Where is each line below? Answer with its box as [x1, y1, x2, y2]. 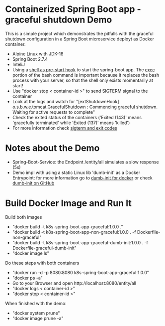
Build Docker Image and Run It [5, 198, 132, 209]
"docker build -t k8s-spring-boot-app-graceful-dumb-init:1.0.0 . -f [12, 239, 148, 245]
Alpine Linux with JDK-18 [12, 51, 64, 57]
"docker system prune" [12, 310, 61, 316]
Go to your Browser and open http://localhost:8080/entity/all [12, 280, 137, 286]
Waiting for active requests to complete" [12, 109, 95, 115]
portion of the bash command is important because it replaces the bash [12, 72, 160, 78]
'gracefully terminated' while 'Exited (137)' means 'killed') [12, 120, 130, 126]
